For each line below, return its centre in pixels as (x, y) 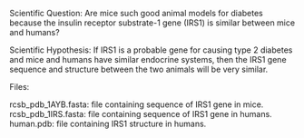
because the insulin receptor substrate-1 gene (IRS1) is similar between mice (152, 23)
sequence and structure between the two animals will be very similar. (139, 69)
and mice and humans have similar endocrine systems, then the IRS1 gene (148, 59)
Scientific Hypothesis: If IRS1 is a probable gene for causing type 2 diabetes (151, 50)
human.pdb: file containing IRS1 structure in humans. (108, 123)
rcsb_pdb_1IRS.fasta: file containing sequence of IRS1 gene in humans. (141, 114)
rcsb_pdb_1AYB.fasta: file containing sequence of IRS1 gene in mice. (137, 104)
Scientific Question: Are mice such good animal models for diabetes (136, 13)
